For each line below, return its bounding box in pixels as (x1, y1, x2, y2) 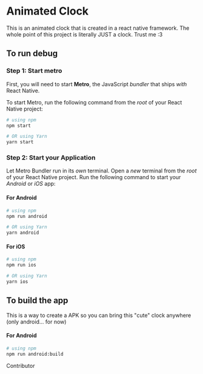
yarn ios (6, 278, 28, 285)
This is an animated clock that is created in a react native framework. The (6, 24, 190, 32)
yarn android (6, 229, 39, 236)
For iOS (6, 243, 25, 250)
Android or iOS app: (6, 180, 56, 188)
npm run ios (6, 262, 36, 268)
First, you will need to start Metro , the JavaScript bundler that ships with (6, 80, 187, 87)
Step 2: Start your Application (6, 154, 96, 162)
